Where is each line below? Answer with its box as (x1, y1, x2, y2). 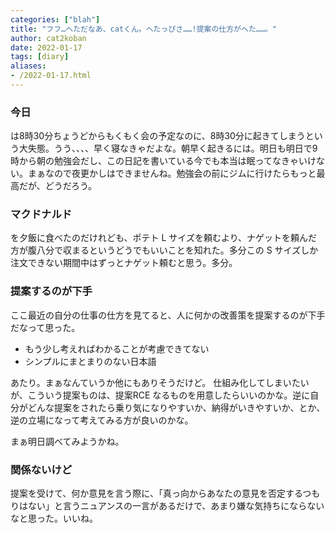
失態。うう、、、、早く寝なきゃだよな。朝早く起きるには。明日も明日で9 (27, 142, 318, 155)
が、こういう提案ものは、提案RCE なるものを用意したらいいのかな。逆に (10, 389, 311, 401)
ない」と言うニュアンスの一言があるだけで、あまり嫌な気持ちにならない (27, 500, 325, 512)
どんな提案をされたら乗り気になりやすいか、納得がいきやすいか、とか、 (27, 401, 326, 413)
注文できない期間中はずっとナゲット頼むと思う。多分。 (10, 257, 238, 269)
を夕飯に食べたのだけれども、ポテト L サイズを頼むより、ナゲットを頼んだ (10, 232, 318, 244)
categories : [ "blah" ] (10, 14, 101, 25)
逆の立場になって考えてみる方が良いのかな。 (10, 414, 194, 426)
